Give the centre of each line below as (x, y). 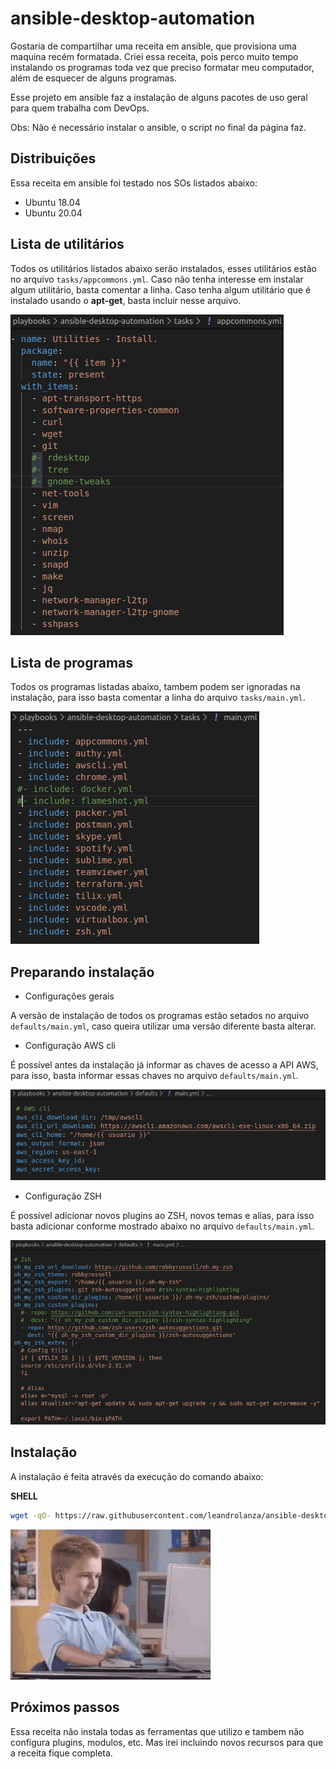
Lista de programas (72, 662)
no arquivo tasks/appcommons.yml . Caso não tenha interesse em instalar (157, 279)
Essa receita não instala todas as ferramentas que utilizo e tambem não (157, 1731)
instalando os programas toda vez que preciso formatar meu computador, (162, 67)
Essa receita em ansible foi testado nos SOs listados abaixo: (134, 183)
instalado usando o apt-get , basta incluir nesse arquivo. (126, 300)
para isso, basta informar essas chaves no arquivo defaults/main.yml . (154, 1076)
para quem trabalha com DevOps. (80, 108)
